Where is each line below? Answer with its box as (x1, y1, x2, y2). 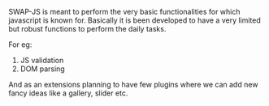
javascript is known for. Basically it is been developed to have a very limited (8, 15, 262, 25)
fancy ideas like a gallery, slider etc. (8, 88, 128, 98)
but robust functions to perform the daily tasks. (8, 24, 167, 33)
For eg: (8, 40, 33, 49)
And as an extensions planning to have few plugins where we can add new (8, 80, 258, 89)
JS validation (20, 56, 64, 65)
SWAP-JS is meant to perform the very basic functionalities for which (8, 7, 241, 16)
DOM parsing (20, 64, 65, 74)
